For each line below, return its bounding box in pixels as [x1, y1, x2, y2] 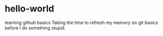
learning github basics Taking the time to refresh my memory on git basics [5, 19, 158, 25]
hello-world [5, 3, 55, 14]
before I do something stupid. [5, 24, 66, 30]
